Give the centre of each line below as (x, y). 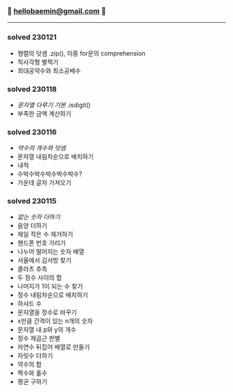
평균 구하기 (32, 382)
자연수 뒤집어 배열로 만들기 (53, 347)
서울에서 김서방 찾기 (44, 260)
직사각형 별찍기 (38, 62)
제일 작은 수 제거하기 (45, 235)
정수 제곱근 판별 (38, 339)
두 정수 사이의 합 (40, 278)
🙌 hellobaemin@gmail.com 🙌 (57, 11)
